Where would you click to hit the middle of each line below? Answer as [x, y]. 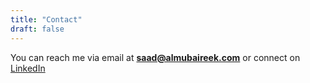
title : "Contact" [46, 19]
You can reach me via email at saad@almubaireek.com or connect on [155, 57]
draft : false [37, 29]
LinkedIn [28, 68]
